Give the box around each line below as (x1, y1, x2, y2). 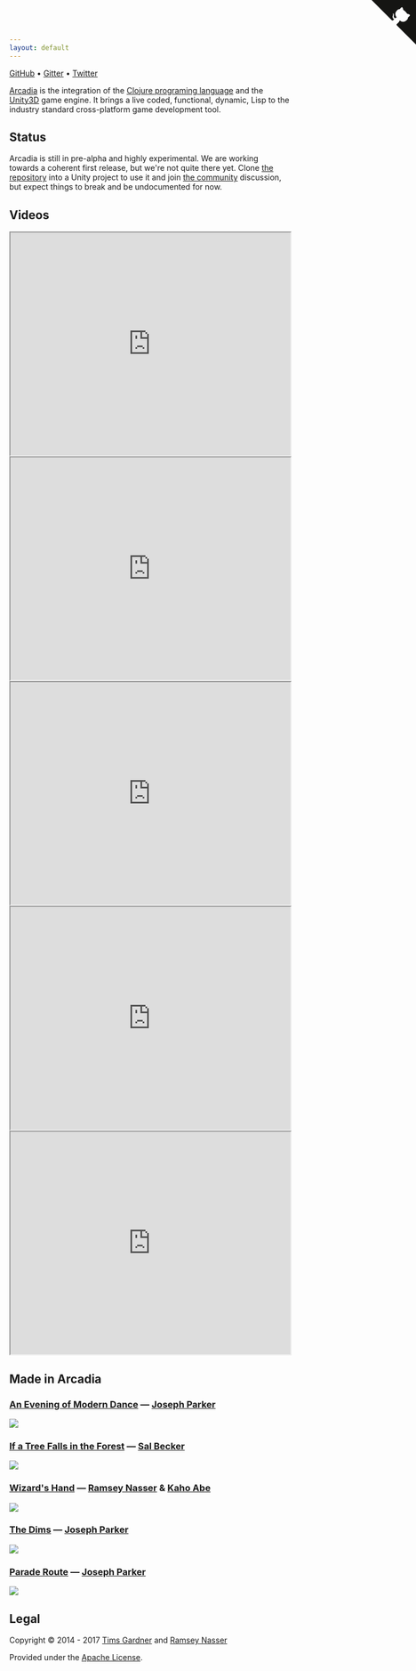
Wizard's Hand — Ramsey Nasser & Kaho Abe (9, 1482, 212, 1495)
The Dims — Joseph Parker (9, 1523, 129, 1536)
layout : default (9, 43, 69, 53)
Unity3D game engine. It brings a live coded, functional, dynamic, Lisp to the (9, 94, 290, 105)
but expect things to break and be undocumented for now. (9, 182, 222, 192)
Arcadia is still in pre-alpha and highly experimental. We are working (9, 153, 260, 164)
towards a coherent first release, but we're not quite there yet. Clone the (9, 163, 274, 174)
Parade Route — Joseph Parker (9, 1565, 147, 1578)
